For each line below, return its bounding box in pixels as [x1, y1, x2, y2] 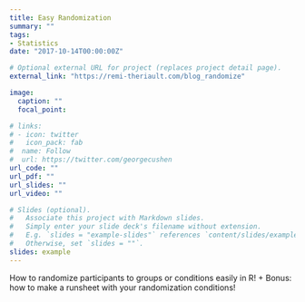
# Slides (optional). [9, 205, 92, 214]
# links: [9, 122, 43, 131]
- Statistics [9, 38, 59, 48]
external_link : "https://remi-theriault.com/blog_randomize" [9, 72, 246, 82]
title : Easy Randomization [9, 13, 112, 23]
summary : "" [9, 22, 54, 31]
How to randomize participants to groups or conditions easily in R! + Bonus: [9, 272, 292, 283]
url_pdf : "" [9, 171, 54, 181]
